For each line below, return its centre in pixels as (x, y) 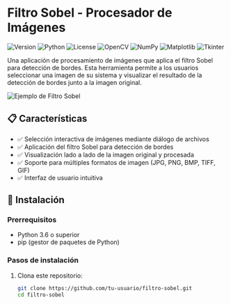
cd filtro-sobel (41, 295)
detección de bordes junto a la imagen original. (74, 82)
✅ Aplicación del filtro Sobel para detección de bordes (95, 147)
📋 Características (47, 119)
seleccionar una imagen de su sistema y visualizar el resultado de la (105, 75)
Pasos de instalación (43, 260)
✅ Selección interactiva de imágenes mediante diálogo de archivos (113, 139)
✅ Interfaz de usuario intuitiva (60, 177)
